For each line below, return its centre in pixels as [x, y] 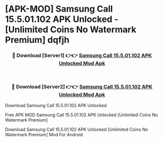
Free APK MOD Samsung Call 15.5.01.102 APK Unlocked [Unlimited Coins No [81, 115]
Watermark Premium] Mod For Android [44, 134]
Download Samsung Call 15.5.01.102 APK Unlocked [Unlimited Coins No [77, 129]
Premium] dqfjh [37, 40]
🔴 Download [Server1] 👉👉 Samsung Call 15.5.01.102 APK [82, 55]
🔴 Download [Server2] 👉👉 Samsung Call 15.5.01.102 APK [82, 87]
